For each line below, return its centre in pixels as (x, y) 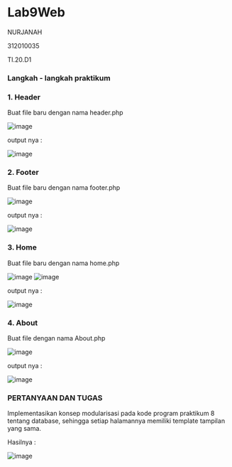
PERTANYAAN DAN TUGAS (55, 397)
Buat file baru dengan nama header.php (65, 113)
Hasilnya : (22, 442)
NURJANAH (25, 32)
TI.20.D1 (20, 59)
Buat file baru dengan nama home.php (63, 263)
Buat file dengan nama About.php (56, 338)
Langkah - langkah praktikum (59, 77)
